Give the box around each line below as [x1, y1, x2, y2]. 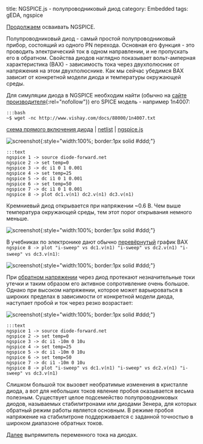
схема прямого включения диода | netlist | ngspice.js [6, 126, 144, 132]
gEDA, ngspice [6, 11, 44, 19]
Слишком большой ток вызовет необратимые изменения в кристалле [6, 381, 188, 388]
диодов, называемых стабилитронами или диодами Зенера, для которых [6, 400, 197, 407]
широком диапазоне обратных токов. [6, 420, 104, 426]
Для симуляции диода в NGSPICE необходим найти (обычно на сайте [6, 92, 187, 99]
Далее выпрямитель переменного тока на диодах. [6, 431, 138, 438]
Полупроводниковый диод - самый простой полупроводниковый [6, 35, 176, 42]
